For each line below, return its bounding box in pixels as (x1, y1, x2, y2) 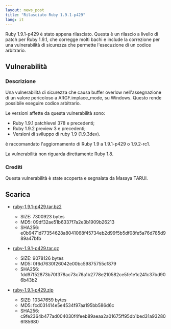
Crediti (5, 163, 23, 171)
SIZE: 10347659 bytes (20, 297, 67, 303)
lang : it (5, 17, 24, 22)
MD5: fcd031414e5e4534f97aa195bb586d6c (20, 302, 115, 309)
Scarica (5, 190, 31, 199)
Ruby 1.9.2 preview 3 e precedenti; (12, 126, 86, 132)
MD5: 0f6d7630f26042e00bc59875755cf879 (20, 261, 116, 267)
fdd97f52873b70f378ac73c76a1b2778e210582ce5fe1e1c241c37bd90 (20, 272, 166, 278)
